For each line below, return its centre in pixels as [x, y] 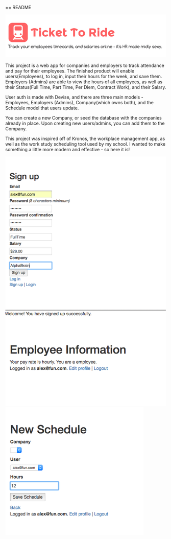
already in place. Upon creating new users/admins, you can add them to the [85, 123]
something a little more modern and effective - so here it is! [68, 150]
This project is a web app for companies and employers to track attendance [85, 65]
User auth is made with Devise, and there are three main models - [75, 97]
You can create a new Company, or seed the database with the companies [83, 118]
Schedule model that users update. [42, 108]
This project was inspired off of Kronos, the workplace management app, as [85, 139]
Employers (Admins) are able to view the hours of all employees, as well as [84, 82]
